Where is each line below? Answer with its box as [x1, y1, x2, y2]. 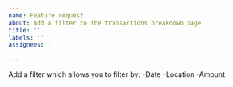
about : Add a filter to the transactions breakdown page [8, 19, 202, 27]
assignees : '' [8, 41, 56, 49]
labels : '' [8, 33, 45, 42]
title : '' [8, 26, 41, 34]
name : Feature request [8, 11, 84, 20]
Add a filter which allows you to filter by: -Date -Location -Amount [8, 70, 226, 79]
